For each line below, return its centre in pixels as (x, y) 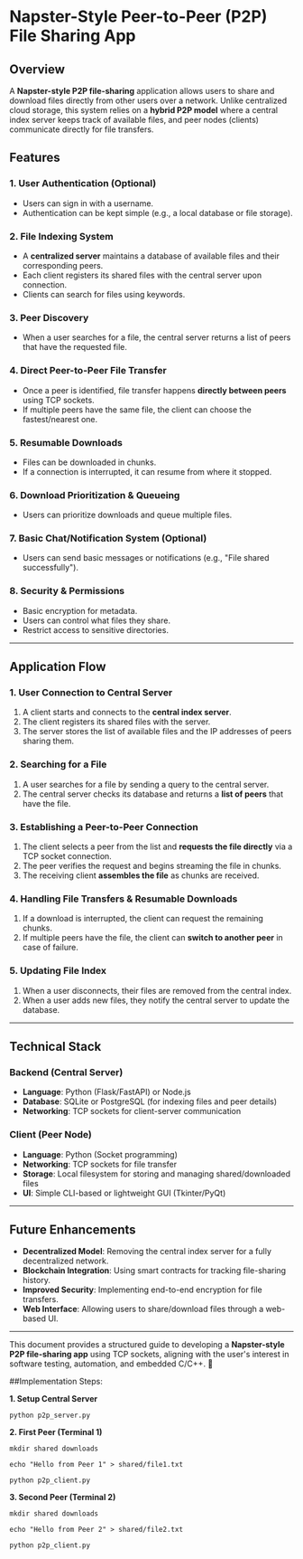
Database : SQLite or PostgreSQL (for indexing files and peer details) (150, 1101)
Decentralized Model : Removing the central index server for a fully (147, 1252)
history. (37, 1280)
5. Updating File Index (58, 971)
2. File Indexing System (62, 236)
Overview (37, 69)
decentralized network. (65, 1261)
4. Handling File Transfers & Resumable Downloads (124, 899)
